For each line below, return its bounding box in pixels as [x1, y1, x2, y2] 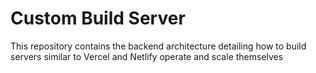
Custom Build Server [10, 7, 186, 30]
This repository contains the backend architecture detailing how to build [10, 40, 307, 52]
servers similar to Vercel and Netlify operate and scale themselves [10, 50, 284, 62]
